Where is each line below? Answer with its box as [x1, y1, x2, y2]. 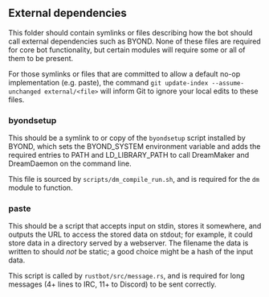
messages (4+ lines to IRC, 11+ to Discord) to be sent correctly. [8, 279, 217, 289]
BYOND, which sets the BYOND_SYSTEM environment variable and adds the [8, 142, 261, 151]
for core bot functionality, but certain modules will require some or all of [8, 44, 247, 55]
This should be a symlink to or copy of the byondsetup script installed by [8, 133, 247, 143]
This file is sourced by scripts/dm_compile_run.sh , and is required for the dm [8, 175, 259, 184]
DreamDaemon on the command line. [8, 159, 132, 168]
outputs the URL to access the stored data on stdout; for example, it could [8, 229, 253, 240]
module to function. [8, 183, 74, 192]
